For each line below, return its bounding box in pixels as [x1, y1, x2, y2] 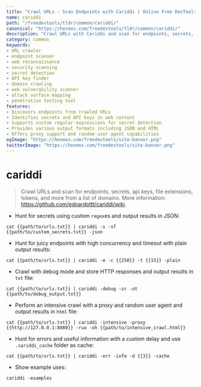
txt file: [14, 274, 34, 281]
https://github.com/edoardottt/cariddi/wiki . [20, 200, 127, 208]
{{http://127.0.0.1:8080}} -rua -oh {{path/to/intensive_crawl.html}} [6, 324, 186, 331]
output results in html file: [14, 307, 78, 315]
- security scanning [6, 64, 58, 71]
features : [6, 103, 31, 109]
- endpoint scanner [6, 53, 55, 59]
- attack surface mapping [6, 92, 71, 98]
